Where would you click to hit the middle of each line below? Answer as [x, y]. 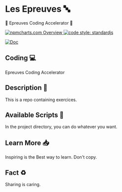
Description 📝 [26, 88]
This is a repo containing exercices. [41, 100]
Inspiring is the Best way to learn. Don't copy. [51, 157]
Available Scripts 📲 [34, 115]
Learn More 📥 [27, 143]
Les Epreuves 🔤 [38, 9]
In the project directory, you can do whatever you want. [61, 127]
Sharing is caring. [23, 184]
